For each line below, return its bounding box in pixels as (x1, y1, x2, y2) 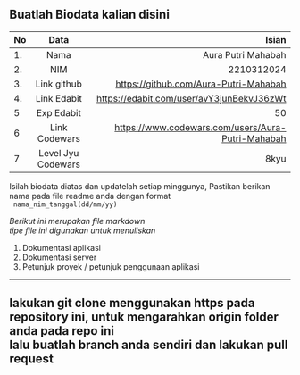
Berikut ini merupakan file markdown (9, 215, 146, 226)
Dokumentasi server (21, 252, 97, 262)
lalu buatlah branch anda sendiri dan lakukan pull (9, 337, 288, 353)
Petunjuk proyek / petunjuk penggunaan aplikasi (21, 261, 200, 271)
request (9, 352, 54, 367)
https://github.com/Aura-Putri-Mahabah (115, 78, 287, 90)
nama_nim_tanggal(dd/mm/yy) (12, 200, 118, 209)
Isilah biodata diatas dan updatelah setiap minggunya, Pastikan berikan (9, 180, 271, 191)
